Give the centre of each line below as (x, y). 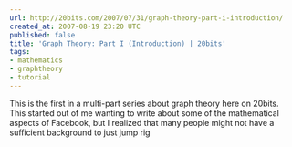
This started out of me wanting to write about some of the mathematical (145, 113)
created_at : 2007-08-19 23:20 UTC (75, 26)
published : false (42, 35)
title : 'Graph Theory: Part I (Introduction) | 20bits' (118, 43)
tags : (20, 52)
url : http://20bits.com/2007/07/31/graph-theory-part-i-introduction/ (146, 18)
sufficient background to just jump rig (80, 132)
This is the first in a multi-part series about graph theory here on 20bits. (145, 103)
